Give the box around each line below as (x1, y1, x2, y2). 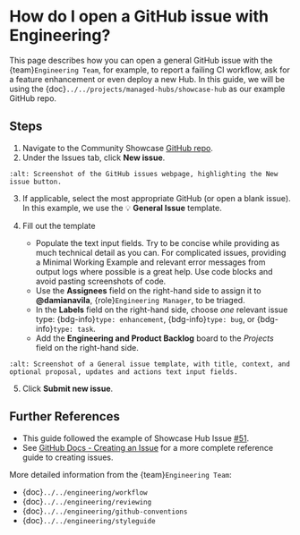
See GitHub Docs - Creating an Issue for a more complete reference (21, 442, 274, 453)
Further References (9, 409, 121, 424)
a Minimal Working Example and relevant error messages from (35, 257, 266, 267)
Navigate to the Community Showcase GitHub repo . (21, 142, 213, 153)
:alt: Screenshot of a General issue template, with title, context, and (9, 360, 291, 369)
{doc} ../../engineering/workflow (21, 486, 148, 497)
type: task (53, 325, 94, 334)
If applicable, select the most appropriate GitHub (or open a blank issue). (21, 192, 291, 203)
